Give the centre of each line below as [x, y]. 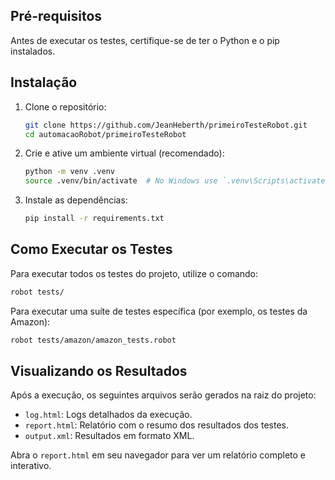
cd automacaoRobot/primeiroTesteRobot [105, 134]
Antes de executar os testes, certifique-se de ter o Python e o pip [145, 40]
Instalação [44, 82]
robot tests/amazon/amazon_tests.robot [93, 340]
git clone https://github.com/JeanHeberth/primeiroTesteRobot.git [166, 125]
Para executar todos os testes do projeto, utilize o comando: [134, 273]
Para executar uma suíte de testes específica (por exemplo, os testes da [159, 311]
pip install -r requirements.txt [94, 219]
